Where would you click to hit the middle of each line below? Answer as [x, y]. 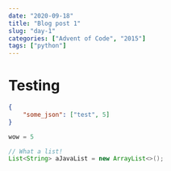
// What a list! [35, 151]
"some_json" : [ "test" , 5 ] [67, 115]
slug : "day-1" [32, 31]
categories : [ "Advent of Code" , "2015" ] [77, 38]
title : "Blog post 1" [45, 23]
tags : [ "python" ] [38, 46]
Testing [34, 86]
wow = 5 [21, 137]
